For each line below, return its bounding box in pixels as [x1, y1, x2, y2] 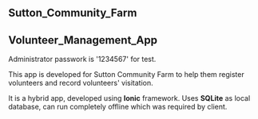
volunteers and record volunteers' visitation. [8, 79, 153, 88]
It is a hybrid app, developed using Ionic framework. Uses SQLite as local [8, 94, 251, 103]
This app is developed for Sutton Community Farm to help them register [8, 70, 245, 79]
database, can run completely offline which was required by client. [8, 102, 228, 112]
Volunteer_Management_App [8, 33, 158, 47]
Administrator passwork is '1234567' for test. [8, 55, 157, 64]
